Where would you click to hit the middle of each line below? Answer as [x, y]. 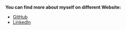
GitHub [20, 17]
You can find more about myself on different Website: [63, 7]
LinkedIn [22, 22]
